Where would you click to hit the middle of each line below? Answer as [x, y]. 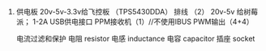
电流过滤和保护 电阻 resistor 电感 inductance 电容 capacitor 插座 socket [135, 39]
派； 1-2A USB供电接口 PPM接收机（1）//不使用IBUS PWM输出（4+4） [135, 22]
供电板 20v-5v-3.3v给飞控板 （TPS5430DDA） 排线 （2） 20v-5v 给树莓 [137, 12]
